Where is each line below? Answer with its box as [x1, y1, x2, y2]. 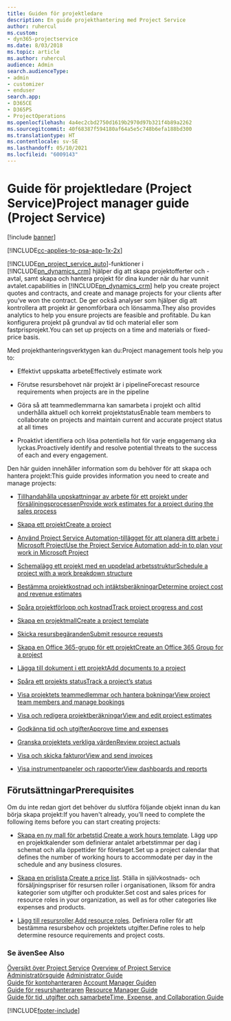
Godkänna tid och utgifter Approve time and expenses [16, 725, 168, 733]
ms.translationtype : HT [7, 132, 76, 139]
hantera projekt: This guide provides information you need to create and [7, 472, 210, 480]
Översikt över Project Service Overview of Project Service [7, 963, 171, 972]
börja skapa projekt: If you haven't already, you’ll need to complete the [7, 810, 206, 818]
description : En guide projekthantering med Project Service [7, 17, 186, 23]
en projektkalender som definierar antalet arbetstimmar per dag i [16, 838, 201, 847]
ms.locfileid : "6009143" [7, 151, 78, 159]
